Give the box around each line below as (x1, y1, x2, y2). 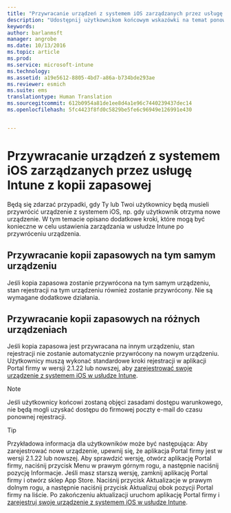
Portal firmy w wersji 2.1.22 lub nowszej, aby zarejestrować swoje (7, 364, 192, 372)
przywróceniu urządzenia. (7, 229, 81, 238)
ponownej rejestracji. (7, 413, 67, 421)
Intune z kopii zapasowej (7, 177, 152, 193)
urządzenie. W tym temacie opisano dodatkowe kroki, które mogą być (7, 214, 205, 223)
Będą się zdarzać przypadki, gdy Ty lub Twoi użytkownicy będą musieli (7, 200, 210, 208)
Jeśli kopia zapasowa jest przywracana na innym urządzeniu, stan (7, 342, 195, 350)
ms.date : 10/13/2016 (7, 42, 67, 49)
